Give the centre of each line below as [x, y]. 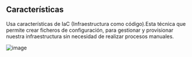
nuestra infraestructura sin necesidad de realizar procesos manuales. [90, 36]
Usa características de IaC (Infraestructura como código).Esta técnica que [96, 24]
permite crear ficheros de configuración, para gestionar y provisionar [90, 30]
